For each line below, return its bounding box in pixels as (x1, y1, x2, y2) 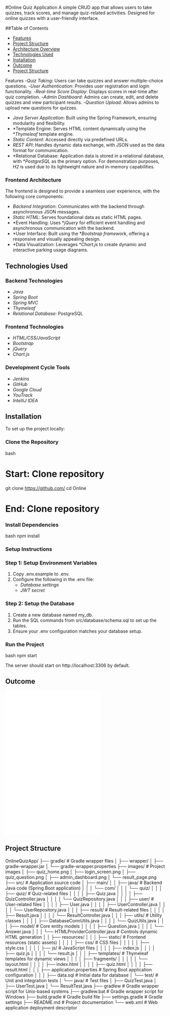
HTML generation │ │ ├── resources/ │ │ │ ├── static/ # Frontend (5, 934, 146, 940)
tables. (12, 622, 27, 629)
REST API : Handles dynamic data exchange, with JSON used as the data (12, 142, 165, 148)
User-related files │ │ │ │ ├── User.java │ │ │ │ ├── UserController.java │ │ (5, 901, 166, 907)
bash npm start (5, 652, 37, 658)
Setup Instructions (5, 546, 52, 553)
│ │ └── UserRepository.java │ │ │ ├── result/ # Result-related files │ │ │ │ (5, 906, 165, 913)
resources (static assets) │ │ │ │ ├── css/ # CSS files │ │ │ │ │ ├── (5, 939, 150, 945)
